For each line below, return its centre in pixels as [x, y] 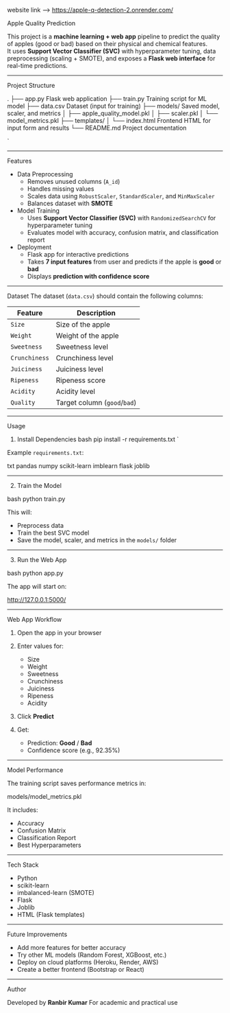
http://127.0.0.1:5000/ [37, 599]
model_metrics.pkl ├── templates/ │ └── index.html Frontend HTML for [109, 120]
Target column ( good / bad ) [96, 403]
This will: [20, 512]
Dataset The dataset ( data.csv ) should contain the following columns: [105, 296]
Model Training [38, 211]
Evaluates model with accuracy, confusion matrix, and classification [123, 232]
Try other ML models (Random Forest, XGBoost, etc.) [92, 955]
